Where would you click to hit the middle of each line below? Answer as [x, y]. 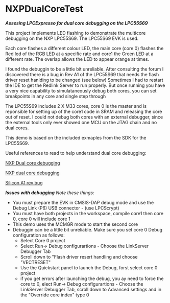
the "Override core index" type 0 [55, 295]
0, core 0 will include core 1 [41, 219]
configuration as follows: [39, 235]
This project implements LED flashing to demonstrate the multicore [76, 33]
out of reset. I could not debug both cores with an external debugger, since [84, 117]
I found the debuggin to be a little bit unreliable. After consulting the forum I [84, 69]
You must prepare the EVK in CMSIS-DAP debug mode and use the [83, 202]
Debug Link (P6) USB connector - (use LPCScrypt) [66, 208]
